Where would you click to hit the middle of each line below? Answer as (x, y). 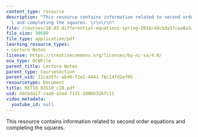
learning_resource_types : (38, 45)
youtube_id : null (33, 104)
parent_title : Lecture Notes (42, 66)
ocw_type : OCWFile (29, 61)
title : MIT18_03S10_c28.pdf (41, 88)
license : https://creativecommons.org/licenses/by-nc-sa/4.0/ (84, 55)
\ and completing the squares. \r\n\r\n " (63, 22)
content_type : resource (35, 11)
